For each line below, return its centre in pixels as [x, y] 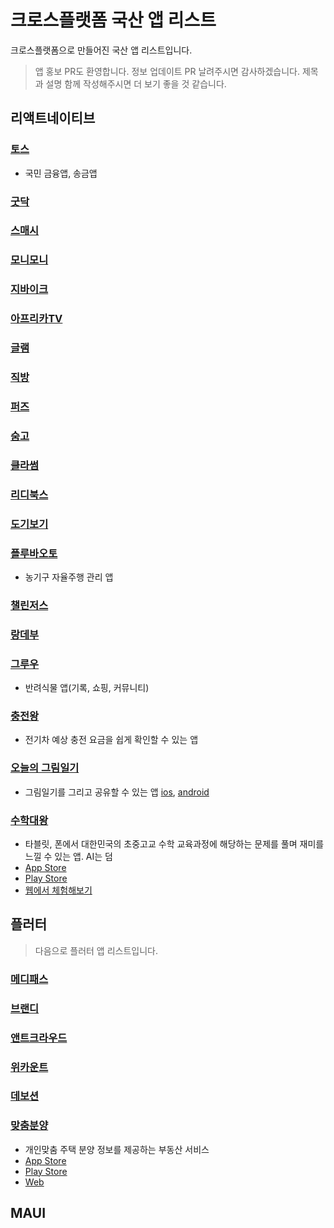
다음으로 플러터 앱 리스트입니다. [96, 950]
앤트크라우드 [39, 1038]
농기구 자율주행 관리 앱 [69, 577]
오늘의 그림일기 [45, 768]
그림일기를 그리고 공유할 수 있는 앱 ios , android [117, 792]
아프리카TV [36, 319]
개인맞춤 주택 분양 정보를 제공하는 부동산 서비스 [117, 1149]
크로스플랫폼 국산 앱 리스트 [113, 20]
